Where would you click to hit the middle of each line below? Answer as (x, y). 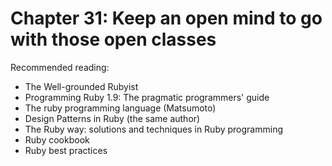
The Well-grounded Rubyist (81, 86)
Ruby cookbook (57, 139)
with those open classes (113, 39)
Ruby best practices (66, 150)
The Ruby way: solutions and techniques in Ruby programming (153, 129)
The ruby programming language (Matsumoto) (120, 108)
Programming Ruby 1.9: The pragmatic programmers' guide (147, 97)
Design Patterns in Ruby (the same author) (112, 118)
